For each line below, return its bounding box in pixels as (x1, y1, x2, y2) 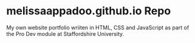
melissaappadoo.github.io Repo (6, 4, 171, 18)
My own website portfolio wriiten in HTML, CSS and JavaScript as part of (6, 24, 190, 31)
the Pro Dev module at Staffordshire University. (6, 30, 125, 37)
